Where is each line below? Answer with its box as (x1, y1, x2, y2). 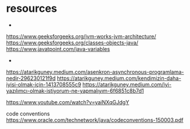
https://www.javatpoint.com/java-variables (6, 45, 111, 52)
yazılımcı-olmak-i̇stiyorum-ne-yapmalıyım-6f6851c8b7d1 (6, 87, 144, 94)
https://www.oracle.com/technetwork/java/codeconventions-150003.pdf (6, 116, 183, 123)
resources (6, 2, 57, 15)
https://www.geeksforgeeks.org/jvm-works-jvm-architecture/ (6, 33, 156, 40)
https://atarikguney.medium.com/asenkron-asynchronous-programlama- (6, 68, 185, 75)
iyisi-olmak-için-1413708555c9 (6, 80, 82, 88)
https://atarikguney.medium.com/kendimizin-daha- (57, 75, 182, 82)
